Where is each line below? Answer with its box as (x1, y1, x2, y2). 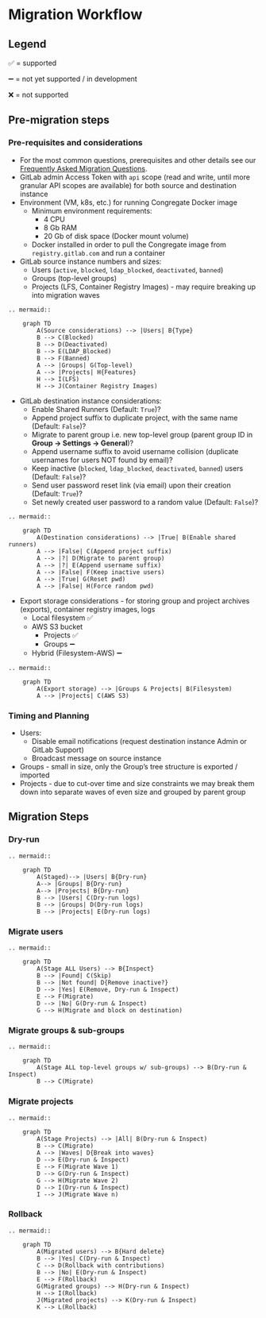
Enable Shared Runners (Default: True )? (31, 404, 161, 414)
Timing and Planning (8, 710, 90, 721)
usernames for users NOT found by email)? (31, 455, 173, 464)
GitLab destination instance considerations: (19, 395, 162, 406)
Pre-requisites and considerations (8, 137, 143, 148)
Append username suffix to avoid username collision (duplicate (31, 446, 239, 456)
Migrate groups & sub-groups (8, 1024, 125, 1035)
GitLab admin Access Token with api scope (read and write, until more (19, 172, 250, 182)
